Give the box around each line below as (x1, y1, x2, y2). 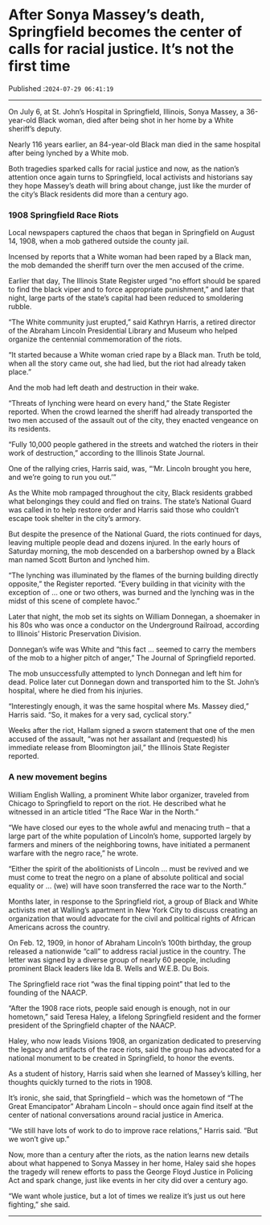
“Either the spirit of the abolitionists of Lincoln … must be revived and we (8, 863, 249, 873)
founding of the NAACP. (8, 987, 88, 997)
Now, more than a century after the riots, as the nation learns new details (8, 1149, 250, 1159)
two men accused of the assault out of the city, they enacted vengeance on (8, 416, 259, 425)
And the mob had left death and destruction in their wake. (8, 383, 199, 392)
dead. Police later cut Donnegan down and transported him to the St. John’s (8, 677, 260, 687)
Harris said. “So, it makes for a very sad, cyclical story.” (8, 710, 192, 720)
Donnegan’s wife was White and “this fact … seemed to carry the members (8, 644, 256, 654)
